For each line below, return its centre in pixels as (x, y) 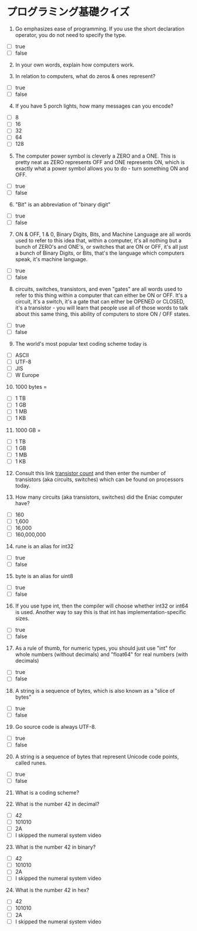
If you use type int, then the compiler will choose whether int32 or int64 (102, 606)
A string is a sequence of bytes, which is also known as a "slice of (95, 690)
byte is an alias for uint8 (44, 576)
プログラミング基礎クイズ (68, 12)
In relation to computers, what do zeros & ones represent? (85, 76)
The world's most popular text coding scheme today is (81, 344)
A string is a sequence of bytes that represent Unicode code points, (97, 756)
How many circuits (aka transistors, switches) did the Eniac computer (99, 497)
